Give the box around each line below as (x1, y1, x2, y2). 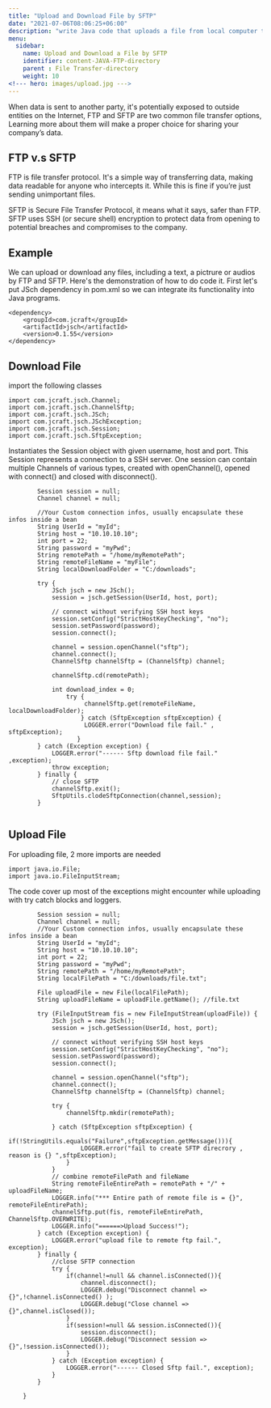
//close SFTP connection (51, 1257, 135, 1266)
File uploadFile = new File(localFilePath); (37, 988, 190, 996)
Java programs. (8, 293, 60, 303)
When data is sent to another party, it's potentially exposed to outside (8, 102, 240, 112)
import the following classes (8, 380, 102, 390)
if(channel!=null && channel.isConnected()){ (65, 1271, 222, 1279)
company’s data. (8, 127, 64, 138)
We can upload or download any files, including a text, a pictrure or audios (8, 268, 256, 278)
